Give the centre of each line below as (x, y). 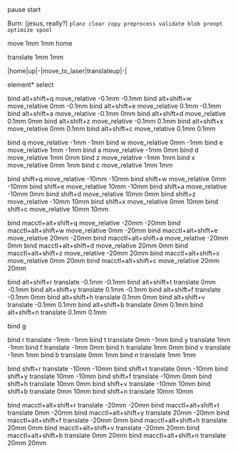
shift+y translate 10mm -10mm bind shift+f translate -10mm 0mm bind (110, 376)
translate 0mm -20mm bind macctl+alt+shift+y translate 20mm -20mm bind (119, 412)
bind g (17, 326)
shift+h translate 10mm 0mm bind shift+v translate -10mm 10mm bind (109, 384)
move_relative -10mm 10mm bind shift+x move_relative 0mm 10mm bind (113, 202)
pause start (24, 10)
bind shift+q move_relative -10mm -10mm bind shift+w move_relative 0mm (117, 179)
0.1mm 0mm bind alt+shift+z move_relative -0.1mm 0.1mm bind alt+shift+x (115, 121)
